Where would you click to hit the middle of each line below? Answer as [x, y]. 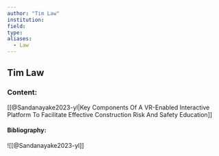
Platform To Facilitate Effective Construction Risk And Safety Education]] [110, 114]
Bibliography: [27, 130]
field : [16, 26]
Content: [22, 92]
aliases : [20, 39]
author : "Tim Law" [33, 13]
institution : [26, 20]
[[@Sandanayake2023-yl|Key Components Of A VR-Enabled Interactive [108, 107]
